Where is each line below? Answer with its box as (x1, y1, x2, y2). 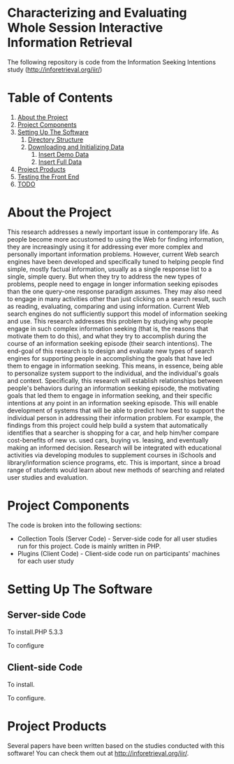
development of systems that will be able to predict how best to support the (7, 406, 226, 415)
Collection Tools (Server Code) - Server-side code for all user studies (17, 534, 218, 543)
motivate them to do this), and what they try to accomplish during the (7, 331, 207, 340)
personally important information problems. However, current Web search (7, 250, 219, 258)
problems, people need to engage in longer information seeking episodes (7, 279, 219, 288)
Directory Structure (27, 135, 84, 144)
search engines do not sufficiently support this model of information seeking (7, 310, 228, 318)
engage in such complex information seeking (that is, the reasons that (7, 324, 208, 333)
